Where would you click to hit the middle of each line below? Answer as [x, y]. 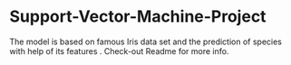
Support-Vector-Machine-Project [138, 17]
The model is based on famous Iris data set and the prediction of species [146, 42]
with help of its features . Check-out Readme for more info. [119, 51]
